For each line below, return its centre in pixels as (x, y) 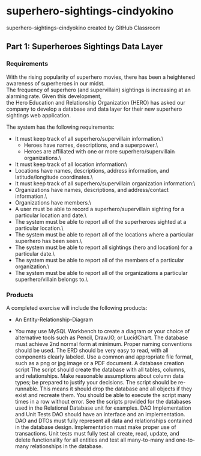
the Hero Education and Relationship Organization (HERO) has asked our (96, 102)
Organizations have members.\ (53, 202)
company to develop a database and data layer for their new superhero (94, 109)
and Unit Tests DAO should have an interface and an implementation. (100, 414)
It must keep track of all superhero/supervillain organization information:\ (105, 183)
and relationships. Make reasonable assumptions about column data (99, 376)
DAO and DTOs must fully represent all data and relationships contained (103, 421)
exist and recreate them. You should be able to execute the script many (103, 395)
